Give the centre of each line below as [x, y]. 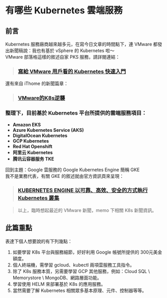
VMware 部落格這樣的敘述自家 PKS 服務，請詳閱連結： [63, 57]
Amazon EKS [27, 124]
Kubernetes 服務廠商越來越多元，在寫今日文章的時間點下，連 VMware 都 [81, 44]
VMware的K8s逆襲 [41, 98]
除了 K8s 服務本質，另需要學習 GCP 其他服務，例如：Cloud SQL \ [81, 271]
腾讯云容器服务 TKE [33, 158]
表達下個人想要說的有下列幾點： [39, 241]
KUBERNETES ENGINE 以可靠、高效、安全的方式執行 [83, 191]
